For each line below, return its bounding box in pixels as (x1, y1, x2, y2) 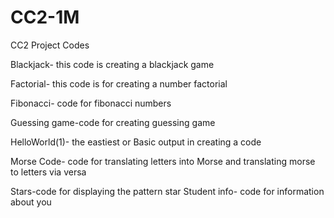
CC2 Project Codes (10, 39, 90, 51)
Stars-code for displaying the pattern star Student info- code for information (10, 185, 325, 197)
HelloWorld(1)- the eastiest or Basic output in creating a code (10, 136, 262, 148)
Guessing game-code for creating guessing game (10, 116, 216, 128)
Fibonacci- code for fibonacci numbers (10, 97, 172, 109)
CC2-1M (10, 6, 80, 29)
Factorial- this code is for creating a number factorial (10, 77, 228, 90)
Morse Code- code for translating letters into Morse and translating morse (10, 155, 316, 167)
